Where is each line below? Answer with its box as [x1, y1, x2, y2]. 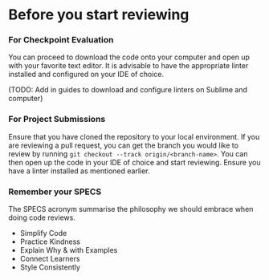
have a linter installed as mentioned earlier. [8, 166, 150, 176]
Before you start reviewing [8, 6, 190, 24]
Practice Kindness [19, 237, 81, 246]
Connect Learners [19, 254, 80, 264]
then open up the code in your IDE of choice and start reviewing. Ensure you [8, 157, 261, 167]
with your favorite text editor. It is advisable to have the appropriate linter [8, 61, 249, 71]
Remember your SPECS [8, 186, 102, 197]
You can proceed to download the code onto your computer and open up [8, 52, 251, 62]
